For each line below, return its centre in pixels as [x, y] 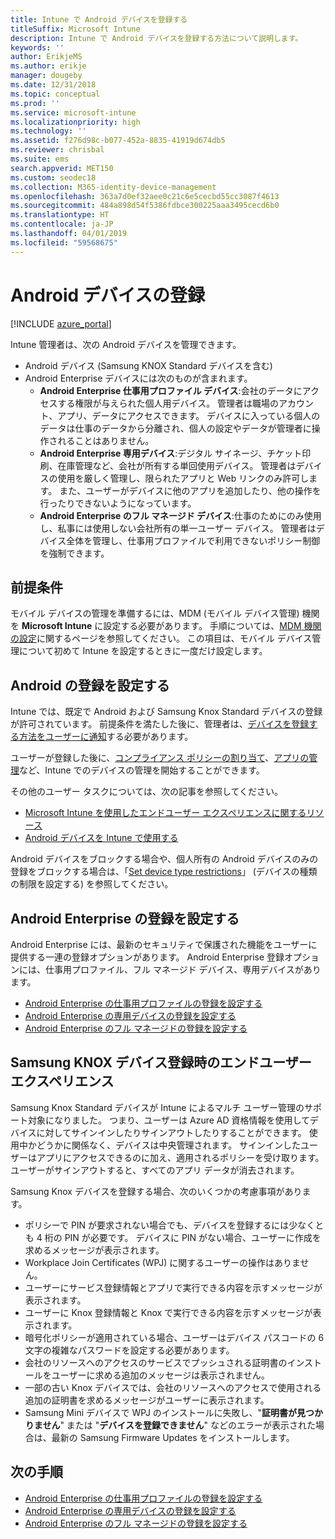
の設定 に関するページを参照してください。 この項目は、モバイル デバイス [161, 638]
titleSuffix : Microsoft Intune [75, 29]
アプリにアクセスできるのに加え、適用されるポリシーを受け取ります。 [180, 1157]
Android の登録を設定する [90, 685]
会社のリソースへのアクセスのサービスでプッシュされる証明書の [156, 1362]
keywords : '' [37, 47]
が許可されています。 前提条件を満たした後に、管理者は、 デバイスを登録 [160, 724]
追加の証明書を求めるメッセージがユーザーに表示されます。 [147, 1400]
